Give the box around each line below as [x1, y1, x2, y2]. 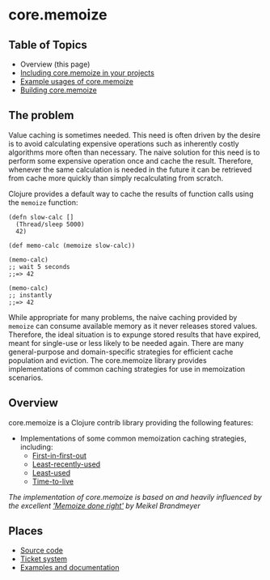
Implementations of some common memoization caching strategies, [19, 433, 247, 443]
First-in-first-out [32, 450, 86, 460]
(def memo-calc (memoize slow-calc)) [8, 241, 136, 249]
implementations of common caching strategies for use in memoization [8, 364, 246, 373]
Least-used [32, 467, 71, 477]
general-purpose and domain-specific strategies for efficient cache [8, 347, 234, 356]
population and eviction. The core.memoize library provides [8, 355, 208, 365]
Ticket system [19, 554, 67, 564]
